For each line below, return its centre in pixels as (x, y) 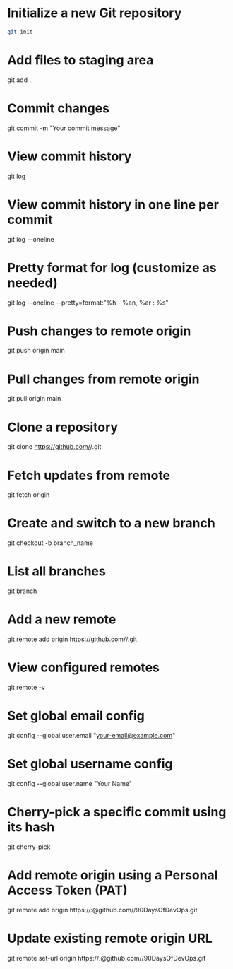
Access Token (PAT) (67, 890)
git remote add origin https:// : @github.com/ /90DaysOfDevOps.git (102, 910)
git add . (19, 80)
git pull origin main (34, 399)
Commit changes (59, 108)
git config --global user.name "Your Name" (70, 783)
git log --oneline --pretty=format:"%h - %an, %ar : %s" (88, 303)
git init (20, 32)
